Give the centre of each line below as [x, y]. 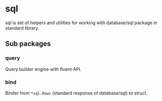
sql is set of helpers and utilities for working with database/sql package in [81, 23]
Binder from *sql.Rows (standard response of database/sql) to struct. [76, 93]
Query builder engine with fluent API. [43, 69]
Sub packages [28, 44]
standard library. [22, 28]
